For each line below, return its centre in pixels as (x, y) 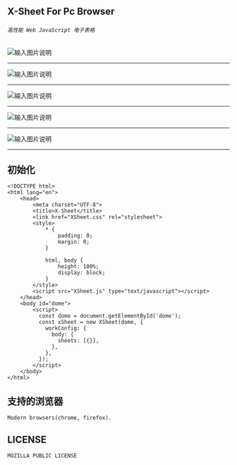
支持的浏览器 (35, 401)
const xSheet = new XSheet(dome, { (91, 322)
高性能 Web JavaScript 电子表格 (51, 30)
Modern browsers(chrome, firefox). (60, 418)
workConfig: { (66, 328)
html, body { (64, 260)
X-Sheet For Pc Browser (61, 12)
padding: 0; (75, 236)
